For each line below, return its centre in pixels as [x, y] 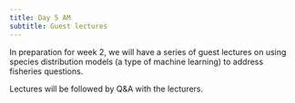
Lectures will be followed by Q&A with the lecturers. [106, 89]
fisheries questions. [46, 71]
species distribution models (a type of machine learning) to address [137, 61]
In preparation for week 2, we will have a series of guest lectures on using [148, 51]
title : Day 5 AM [40, 18]
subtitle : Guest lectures [58, 26]
